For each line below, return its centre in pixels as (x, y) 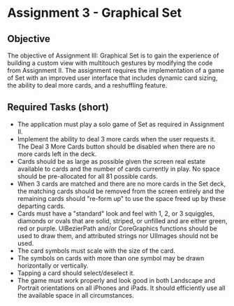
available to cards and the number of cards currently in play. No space (118, 169)
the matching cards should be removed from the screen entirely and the (121, 191)
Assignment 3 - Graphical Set (95, 13)
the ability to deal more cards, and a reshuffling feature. (87, 85)
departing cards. (41, 206)
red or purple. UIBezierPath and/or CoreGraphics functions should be (117, 228)
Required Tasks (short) (58, 107)
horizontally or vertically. (53, 265)
